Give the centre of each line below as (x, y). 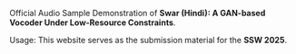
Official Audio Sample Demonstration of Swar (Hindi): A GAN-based (138, 13)
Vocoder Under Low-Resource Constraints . (93, 22)
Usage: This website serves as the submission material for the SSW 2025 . (148, 40)
